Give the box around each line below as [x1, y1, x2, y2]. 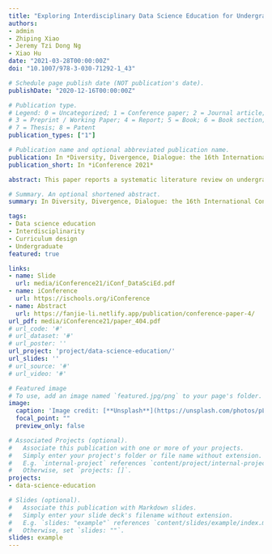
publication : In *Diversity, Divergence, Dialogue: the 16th [8, 153, 219, 162]
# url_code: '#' [8, 324, 63, 332]
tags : [8, 212, 27, 221]
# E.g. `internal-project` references [8, 459, 147, 467]
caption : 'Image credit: [15, 407, 100, 415]
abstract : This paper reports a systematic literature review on [8, 176, 233, 184]
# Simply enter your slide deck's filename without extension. [8, 511, 233, 519]
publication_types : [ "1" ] [8, 131, 96, 140]
